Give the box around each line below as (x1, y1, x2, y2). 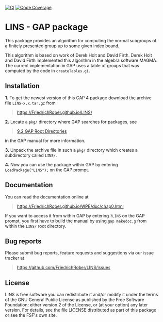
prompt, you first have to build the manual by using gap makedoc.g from (5, 218, 147, 224)
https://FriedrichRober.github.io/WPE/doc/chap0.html (16, 203, 124, 209)
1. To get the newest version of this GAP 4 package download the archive (5, 95, 152, 101)
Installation (5, 82, 40, 90)
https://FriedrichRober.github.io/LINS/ (16, 109, 92, 115)
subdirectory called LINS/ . (5, 152, 57, 158)
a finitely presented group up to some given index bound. (5, 43, 120, 49)
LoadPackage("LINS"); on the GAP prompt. (5, 167, 89, 173)
